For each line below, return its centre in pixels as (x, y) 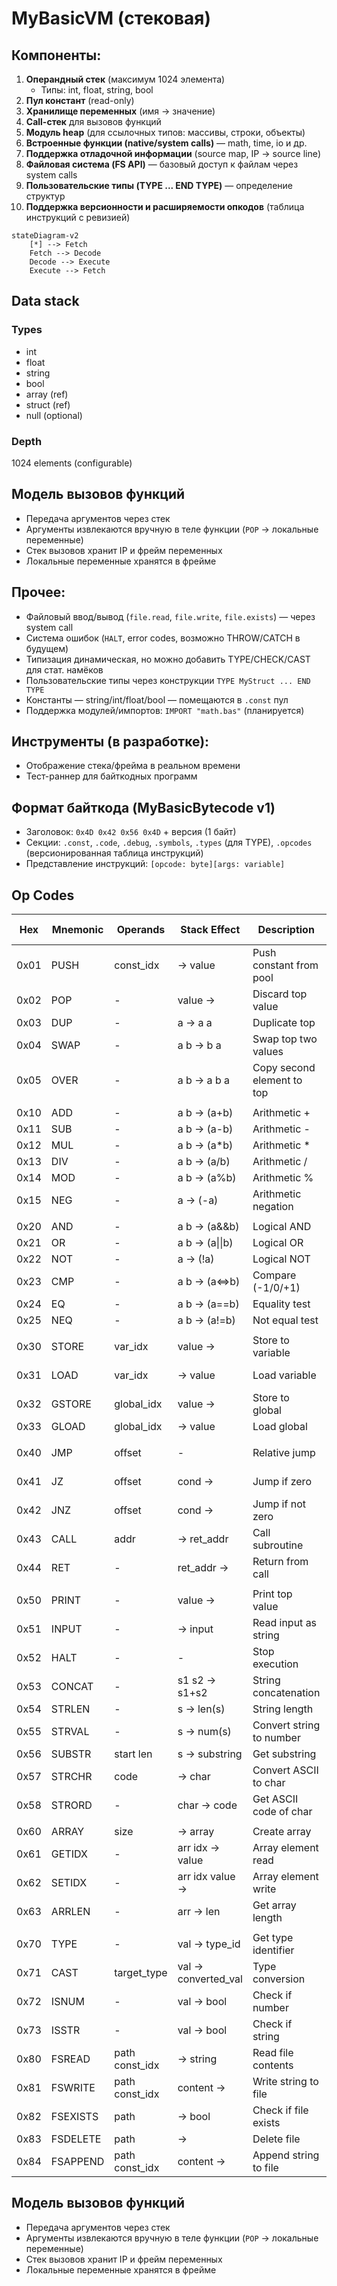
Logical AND (282, 1227)
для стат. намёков (64, 669)
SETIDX (69, 1883)
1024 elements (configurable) (72, 463)
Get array (274, 1905)
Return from (280, 1562)
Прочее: (38, 592)
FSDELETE (76, 2139)
